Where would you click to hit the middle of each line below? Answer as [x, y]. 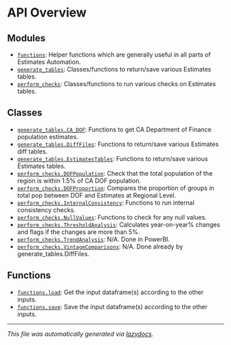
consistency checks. [46, 210]
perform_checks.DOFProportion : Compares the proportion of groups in [115, 188]
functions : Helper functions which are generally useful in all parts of [114, 54]
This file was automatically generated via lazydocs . [80, 334]
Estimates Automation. [49, 62]
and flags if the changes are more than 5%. [78, 231]
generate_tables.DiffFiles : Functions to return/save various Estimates [118, 144]
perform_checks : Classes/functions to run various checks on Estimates [117, 84]
